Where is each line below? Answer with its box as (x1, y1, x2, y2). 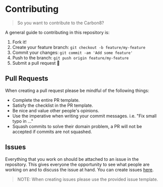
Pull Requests (5, 74, 48, 83)
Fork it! (12, 39, 27, 45)
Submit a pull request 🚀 (12, 60, 60, 66)
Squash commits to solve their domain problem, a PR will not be (12, 123, 142, 129)
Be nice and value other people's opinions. (12, 107, 100, 113)
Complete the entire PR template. (12, 97, 80, 103)
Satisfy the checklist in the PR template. (12, 102, 93, 108)
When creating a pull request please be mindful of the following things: (5, 88, 150, 93)
